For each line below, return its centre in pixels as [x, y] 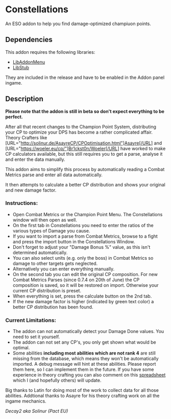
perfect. [14, 117]
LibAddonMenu [29, 62]
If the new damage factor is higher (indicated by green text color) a [83, 301]
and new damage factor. [31, 190]
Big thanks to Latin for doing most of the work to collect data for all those [82, 390]
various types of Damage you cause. [51, 231]
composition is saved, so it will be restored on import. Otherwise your [86, 285]
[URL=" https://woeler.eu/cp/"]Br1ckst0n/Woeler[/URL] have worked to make [86, 148]
